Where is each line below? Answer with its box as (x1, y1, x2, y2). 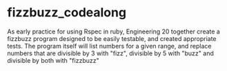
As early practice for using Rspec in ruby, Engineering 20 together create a (7, 27, 221, 35)
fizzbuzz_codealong (7, 5, 126, 20)
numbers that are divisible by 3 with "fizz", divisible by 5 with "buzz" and (7, 49, 214, 57)
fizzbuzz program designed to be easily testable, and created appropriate (7, 34, 217, 42)
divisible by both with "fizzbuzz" (7, 56, 99, 64)
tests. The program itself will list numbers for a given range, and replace (7, 42, 212, 50)
